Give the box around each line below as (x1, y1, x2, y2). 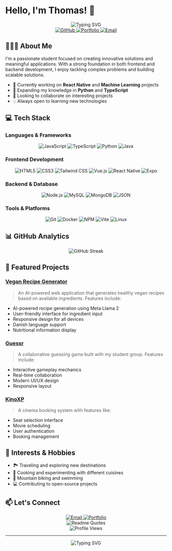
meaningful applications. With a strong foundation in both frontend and (5, 61, 155, 67)
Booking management (12, 433, 59, 439)
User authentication (12, 428, 55, 434)
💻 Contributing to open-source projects (12, 481, 98, 487)
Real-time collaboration (12, 372, 62, 378)
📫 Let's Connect (5, 498, 60, 507)
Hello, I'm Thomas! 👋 (5, 5, 95, 16)
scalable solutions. (5, 72, 45, 78)
